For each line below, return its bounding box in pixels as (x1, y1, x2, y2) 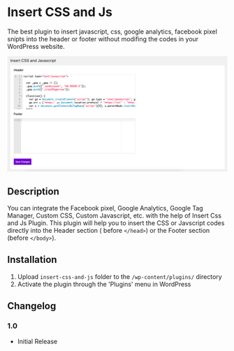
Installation (7, 254, 57, 266)
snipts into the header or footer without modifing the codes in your (7, 34, 199, 43)
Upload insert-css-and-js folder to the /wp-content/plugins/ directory (17, 272, 222, 280)
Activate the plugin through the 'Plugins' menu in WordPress (17, 280, 191, 288)
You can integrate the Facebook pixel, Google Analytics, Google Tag (7, 204, 204, 213)
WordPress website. (7, 42, 65, 50)
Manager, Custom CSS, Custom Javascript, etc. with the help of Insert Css (7, 211, 222, 220)
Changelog (7, 300, 57, 312)
